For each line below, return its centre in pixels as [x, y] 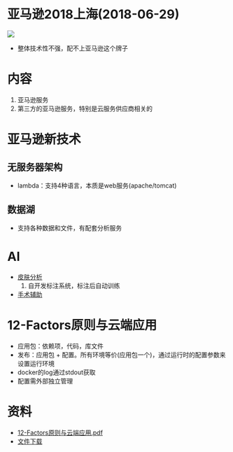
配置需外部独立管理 [45, 381]
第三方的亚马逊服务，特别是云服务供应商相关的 [85, 108]
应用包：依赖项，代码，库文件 [60, 346]
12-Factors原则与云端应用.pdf [60, 432]
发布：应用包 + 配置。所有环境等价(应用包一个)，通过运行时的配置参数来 [121, 355]
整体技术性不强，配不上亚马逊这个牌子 [72, 48]
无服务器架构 [35, 168]
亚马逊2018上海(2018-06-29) [93, 14]
